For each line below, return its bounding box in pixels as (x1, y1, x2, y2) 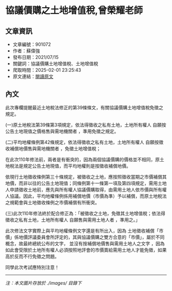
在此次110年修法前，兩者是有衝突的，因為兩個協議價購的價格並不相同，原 (5, 156, 160, 162)
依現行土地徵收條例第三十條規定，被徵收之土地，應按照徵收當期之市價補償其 (5, 173, 167, 180)
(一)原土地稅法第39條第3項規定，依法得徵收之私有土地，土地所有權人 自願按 (5, 122, 166, 128)
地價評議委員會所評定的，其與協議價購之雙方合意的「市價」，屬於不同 (18, 234, 165, 240)
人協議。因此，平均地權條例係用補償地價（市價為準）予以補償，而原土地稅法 (5, 193, 167, 199)
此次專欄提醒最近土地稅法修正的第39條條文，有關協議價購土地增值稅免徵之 (5, 104, 164, 110)
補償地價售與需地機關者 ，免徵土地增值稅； (9, 145, 101, 151)
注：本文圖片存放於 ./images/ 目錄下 (5, 280, 82, 286)
